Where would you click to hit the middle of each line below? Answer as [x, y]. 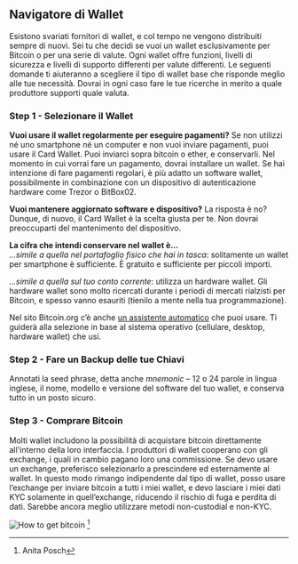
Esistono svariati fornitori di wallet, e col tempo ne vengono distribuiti [135, 36]
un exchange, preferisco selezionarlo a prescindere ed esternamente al [140, 468]
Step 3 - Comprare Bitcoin [66, 421]
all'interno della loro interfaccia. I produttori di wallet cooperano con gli [139, 449]
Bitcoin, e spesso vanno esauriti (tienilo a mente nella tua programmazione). [148, 301]
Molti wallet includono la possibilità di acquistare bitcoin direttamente [135, 440]
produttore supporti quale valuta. [70, 93]
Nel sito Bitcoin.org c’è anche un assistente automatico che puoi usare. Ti [143, 318]
